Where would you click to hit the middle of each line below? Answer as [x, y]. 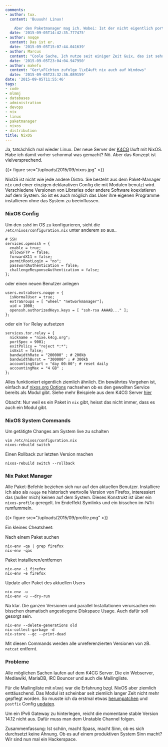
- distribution [21, 131]
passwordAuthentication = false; [44, 265]
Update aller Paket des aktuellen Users [45, 583]
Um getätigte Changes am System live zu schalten [57, 431]
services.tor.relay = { [30, 333]
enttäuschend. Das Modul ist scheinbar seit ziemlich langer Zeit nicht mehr [82, 693]
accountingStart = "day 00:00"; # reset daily [59, 363]
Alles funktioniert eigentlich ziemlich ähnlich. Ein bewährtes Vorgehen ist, [81, 382]
